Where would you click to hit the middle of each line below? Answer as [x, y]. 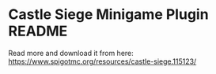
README [38, 31]
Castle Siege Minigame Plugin [108, 15]
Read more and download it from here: [71, 53]
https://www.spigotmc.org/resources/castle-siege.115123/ [102, 61]
